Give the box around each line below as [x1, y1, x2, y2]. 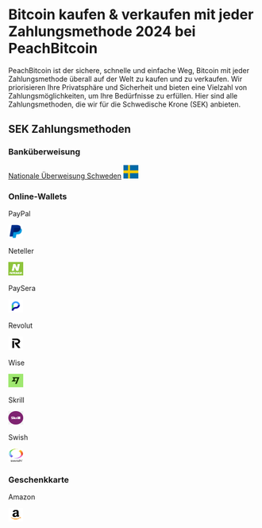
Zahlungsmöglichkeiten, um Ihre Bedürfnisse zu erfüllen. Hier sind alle [8, 91, 238, 100]
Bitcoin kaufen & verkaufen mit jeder [8, 6, 254, 24]
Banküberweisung [8, 146, 81, 157]
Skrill [8, 395, 25, 405]
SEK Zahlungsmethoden [8, 122, 131, 136]
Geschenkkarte [8, 474, 69, 485]
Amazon [8, 492, 36, 502]
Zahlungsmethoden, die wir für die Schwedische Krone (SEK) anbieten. [8, 99, 241, 109]
